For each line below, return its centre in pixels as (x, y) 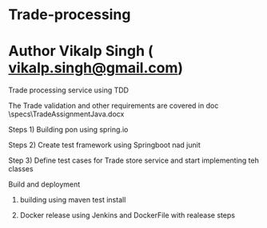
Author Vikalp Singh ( (81, 51)
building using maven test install (73, 200)
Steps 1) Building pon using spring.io (68, 130)
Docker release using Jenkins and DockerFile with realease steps (128, 215)
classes (21, 169)
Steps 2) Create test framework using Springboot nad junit (105, 145)
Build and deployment (44, 184)
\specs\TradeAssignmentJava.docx (66, 114)
